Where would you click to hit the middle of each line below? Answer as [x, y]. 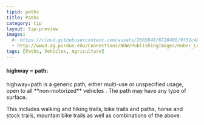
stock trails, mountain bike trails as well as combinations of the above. [94, 115]
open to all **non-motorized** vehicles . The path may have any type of [96, 90]
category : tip [24, 23]
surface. [17, 97]
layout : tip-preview [32, 29]
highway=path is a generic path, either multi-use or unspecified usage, [95, 84]
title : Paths [23, 18]
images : [16, 35]
